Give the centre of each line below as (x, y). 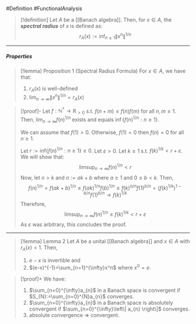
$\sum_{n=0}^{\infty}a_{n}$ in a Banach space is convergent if (105, 290)
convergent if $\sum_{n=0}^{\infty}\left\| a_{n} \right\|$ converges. (109, 309)
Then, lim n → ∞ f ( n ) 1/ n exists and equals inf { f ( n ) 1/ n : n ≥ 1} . (90, 120)
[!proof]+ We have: (43, 279)
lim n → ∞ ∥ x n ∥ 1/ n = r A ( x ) (57, 97)
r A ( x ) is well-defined (53, 89)
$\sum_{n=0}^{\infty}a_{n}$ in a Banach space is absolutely (101, 302)
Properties (19, 56)
